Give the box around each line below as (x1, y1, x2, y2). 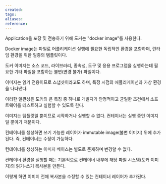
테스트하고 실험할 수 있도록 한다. (22, 102, 85, 108)
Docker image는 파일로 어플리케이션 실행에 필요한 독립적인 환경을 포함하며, (5, 46, 151, 52)
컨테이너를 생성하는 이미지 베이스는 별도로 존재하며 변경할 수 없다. (5, 146, 132, 152)
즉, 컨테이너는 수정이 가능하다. (15, 136, 74, 142)
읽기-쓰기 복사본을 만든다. (15, 163, 66, 169)
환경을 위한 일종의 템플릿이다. (10, 52, 68, 58)
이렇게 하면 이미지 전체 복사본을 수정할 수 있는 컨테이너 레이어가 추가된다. (5, 174, 147, 180)
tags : (5, 12, 16, 17)
